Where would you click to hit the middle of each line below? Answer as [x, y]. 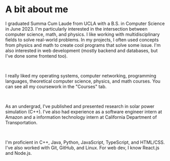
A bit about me [37, 9]
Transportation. [21, 122]
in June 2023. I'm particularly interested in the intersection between [76, 29]
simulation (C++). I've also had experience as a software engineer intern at [84, 112]
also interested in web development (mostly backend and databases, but [81, 50]
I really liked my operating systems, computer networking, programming [81, 75]
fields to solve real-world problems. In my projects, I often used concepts [82, 40]
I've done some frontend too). [36, 56]
